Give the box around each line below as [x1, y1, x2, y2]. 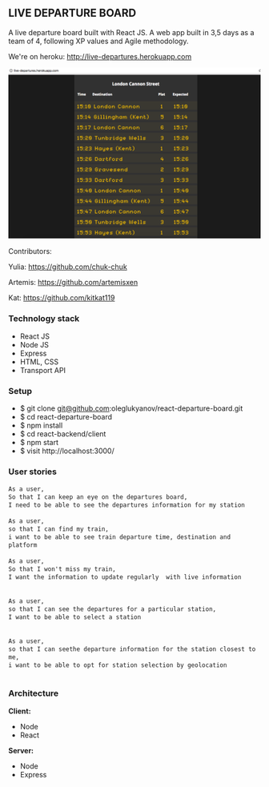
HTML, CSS [19, 356, 58, 367]
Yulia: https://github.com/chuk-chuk [8, 262, 128, 271]
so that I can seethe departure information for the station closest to [8, 645, 256, 653]
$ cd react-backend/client [19, 428, 106, 439]
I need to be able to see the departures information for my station [8, 501, 246, 509]
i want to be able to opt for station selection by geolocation [8, 661, 227, 669]
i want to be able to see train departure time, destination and [8, 533, 231, 541]
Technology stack [8, 313, 80, 324]
